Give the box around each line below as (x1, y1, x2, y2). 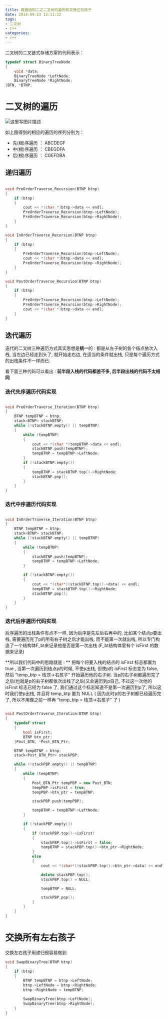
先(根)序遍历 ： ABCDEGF (12, 140, 66, 146)
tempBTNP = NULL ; (40, 886, 77, 891)
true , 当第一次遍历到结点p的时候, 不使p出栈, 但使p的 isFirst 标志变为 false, (5, 665, 158, 671)
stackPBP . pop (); (40, 895, 75, 900)
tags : (5, 16, 16, 21)
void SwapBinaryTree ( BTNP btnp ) (5, 959, 72, 964)
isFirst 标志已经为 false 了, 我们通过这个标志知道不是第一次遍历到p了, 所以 (5, 684, 157, 690)
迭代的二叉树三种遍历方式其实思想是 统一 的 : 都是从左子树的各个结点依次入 (5, 345, 158, 351)
